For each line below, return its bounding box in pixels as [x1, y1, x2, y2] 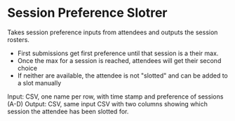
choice [17, 64, 38, 72]
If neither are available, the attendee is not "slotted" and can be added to [17, 71, 228, 80]
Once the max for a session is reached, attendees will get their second [17, 56, 222, 64]
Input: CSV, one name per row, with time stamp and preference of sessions [7, 92, 224, 101]
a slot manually [17, 78, 62, 87]
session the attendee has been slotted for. [7, 107, 129, 115]
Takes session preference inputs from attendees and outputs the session [7, 28, 218, 36]
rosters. [7, 35, 30, 43]
